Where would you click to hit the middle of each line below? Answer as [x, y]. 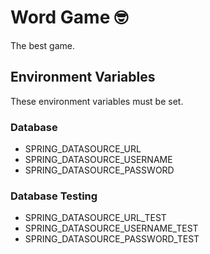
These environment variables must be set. [97, 101]
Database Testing [54, 196]
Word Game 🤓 [69, 17]
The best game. [42, 45]
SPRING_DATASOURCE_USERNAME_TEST [111, 228]
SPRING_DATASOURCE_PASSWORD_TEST [112, 239]
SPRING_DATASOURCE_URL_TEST [95, 218]
